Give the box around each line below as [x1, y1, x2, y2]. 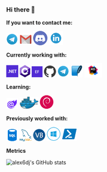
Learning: [6, 84, 31, 91]
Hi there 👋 [6, 5, 36, 14]
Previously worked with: [6, 115, 68, 122]
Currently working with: [6, 51, 67, 59]
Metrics [6, 147, 26, 155]
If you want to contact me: [6, 19, 73, 26]
